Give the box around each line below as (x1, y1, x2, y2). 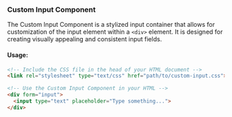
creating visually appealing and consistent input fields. (7, 35, 162, 43)
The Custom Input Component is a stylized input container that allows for (7, 21, 215, 29)
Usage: (7, 50, 29, 59)
